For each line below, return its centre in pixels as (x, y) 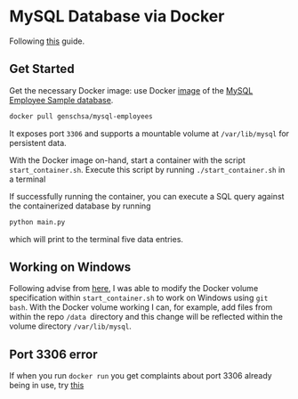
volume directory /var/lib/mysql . (70, 326)
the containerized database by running (80, 206)
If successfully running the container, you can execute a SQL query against (147, 196)
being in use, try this (47, 386)
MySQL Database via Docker (117, 16)
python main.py (37, 222)
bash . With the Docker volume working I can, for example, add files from (141, 307)
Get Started (42, 69)
